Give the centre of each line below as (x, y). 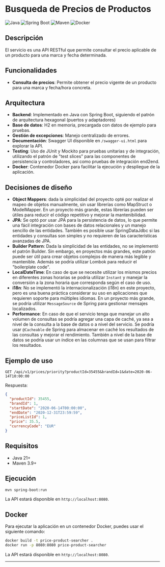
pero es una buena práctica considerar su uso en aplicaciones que (80, 293)
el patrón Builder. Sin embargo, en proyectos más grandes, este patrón (84, 252)
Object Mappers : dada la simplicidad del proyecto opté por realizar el (82, 199)
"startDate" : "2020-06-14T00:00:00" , (48, 408)
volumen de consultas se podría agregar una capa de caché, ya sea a (83, 319)
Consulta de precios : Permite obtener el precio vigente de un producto (84, 82)
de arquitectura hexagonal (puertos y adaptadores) (64, 120)
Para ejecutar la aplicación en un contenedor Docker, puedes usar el (74, 526)
